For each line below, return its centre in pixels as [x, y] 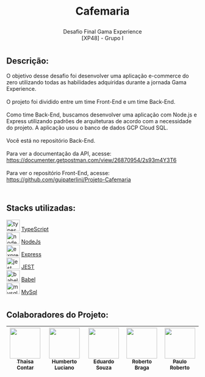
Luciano [64, 368]
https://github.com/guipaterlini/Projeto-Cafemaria [69, 179]
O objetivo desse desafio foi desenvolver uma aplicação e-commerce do [98, 76]
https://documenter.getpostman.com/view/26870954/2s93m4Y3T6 [92, 160]
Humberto [64, 362]
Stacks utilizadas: [41, 208]
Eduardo [104, 362]
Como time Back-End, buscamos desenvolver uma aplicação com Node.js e [102, 115]
